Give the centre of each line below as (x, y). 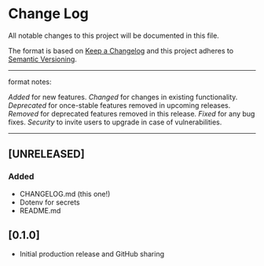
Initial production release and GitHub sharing (92, 254)
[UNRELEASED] (46, 154)
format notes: (30, 81)
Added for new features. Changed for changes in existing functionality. (123, 97)
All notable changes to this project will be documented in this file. (114, 35)
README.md (40, 210)
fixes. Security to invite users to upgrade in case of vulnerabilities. (115, 122)
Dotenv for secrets (49, 202)
